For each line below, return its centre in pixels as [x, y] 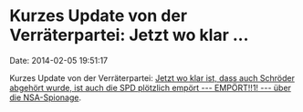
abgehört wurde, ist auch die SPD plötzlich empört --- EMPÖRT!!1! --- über [151, 87]
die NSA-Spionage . [46, 97]
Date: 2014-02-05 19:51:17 [59, 60]
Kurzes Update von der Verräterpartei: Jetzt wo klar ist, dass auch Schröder [152, 77]
